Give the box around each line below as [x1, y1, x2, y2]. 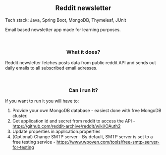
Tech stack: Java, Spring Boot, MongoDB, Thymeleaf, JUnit [5, 17, 126, 23]
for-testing [12, 144, 34, 150]
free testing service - [12, 139, 55, 145]
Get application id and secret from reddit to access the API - [12, 118, 135, 124]
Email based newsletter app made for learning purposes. [5, 27, 121, 33]
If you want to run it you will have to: [5, 98, 79, 104]
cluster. [12, 113, 28, 119]
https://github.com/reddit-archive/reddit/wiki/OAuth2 [12, 123, 121, 129]
